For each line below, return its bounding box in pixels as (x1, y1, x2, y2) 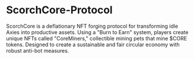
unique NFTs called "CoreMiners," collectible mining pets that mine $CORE (6, 35, 187, 42)
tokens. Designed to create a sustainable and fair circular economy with (6, 41, 180, 48)
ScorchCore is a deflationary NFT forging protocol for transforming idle (6, 23, 178, 30)
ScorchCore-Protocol (6, 3, 113, 17)
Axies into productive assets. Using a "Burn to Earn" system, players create (6, 28, 189, 35)
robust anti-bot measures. (6, 47, 69, 54)
